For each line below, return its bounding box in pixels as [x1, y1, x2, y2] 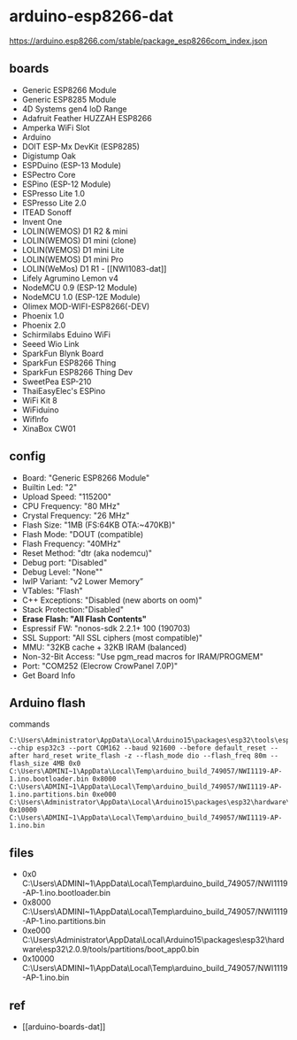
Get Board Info [21, 670, 76, 681]
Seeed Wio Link [21, 338, 80, 349]
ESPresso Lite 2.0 [21, 197, 87, 208]
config [9, 449, 46, 464]
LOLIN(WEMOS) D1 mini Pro [21, 254, 124, 265]
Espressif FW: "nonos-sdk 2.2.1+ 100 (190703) [21, 622, 191, 634]
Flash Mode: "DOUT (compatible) [21, 528, 144, 539]
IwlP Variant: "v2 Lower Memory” [21, 575, 144, 586]
